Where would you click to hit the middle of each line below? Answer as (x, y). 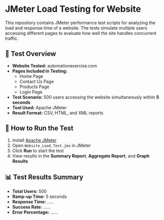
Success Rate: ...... (31, 207)
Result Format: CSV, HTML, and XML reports (58, 113)
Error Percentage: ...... (35, 212)
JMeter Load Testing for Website (73, 9)
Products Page (35, 87)
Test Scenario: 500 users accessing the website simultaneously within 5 (85, 97)
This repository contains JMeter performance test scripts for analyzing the (80, 23)
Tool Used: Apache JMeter (39, 107)
